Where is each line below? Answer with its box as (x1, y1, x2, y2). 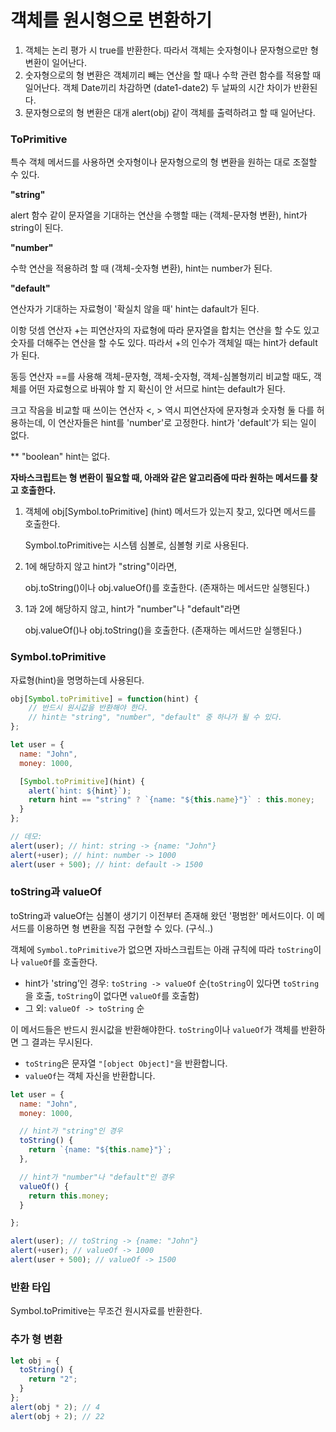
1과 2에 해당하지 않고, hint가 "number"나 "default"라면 (24, 603, 241, 615)
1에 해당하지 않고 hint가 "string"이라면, (24, 561, 178, 573)
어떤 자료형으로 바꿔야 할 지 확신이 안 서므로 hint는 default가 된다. (28, 383, 286, 395)
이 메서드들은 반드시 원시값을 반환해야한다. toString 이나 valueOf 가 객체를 (10, 1023, 300, 1035)
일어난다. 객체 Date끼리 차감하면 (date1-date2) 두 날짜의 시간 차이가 (24, 81, 292, 93)
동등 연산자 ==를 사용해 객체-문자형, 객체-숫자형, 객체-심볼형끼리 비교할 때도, (10, 371, 312, 383)
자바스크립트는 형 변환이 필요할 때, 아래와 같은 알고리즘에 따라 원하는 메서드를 (10, 472, 308, 484)
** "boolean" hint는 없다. (10, 451, 111, 463)
